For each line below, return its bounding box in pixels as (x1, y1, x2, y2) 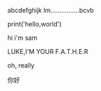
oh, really (7, 61, 35, 70)
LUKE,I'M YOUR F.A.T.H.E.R (7, 48, 89, 55)
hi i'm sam (7, 33, 38, 42)
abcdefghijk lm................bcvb (7, 6, 95, 14)
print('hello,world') (7, 20, 62, 28)
